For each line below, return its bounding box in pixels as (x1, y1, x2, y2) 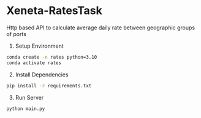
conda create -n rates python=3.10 (6, 54, 97, 60)
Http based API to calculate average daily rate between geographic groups (6, 24, 195, 31)
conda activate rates (6, 59, 62, 66)
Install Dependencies (15, 71, 69, 78)
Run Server (15, 94, 44, 101)
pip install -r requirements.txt (6, 83, 92, 89)
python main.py (6, 105, 45, 112)
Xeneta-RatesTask (6, 4, 103, 18)
